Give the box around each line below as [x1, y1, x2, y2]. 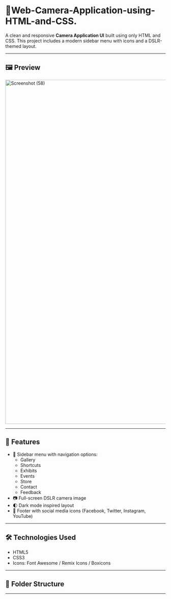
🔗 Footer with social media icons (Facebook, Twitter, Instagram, [12, 507, 146, 514]
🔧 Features [5, 438, 40, 447]
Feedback [20, 489, 42, 495]
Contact [20, 484, 37, 490]
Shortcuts [20, 462, 41, 468]
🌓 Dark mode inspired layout [12, 502, 74, 508]
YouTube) [12, 513, 33, 519]
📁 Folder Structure [5, 580, 65, 588]
